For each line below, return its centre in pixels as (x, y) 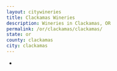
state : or (19, 35)
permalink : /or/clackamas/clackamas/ (55, 29)
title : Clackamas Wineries (41, 18)
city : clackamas (27, 46)
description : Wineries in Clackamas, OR (59, 23)
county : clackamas (30, 40)
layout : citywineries (34, 12)
